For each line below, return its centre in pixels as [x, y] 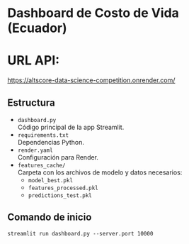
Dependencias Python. [51, 142]
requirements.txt [43, 135]
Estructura [31, 102]
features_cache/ [41, 165]
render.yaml [35, 150]
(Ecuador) [37, 28]
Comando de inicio [50, 217]
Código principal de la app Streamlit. [71, 127]
